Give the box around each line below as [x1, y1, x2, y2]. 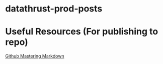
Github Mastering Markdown [5, 53, 64, 59]
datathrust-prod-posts [5, 3, 103, 14]
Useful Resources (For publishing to [5, 26, 158, 37]
